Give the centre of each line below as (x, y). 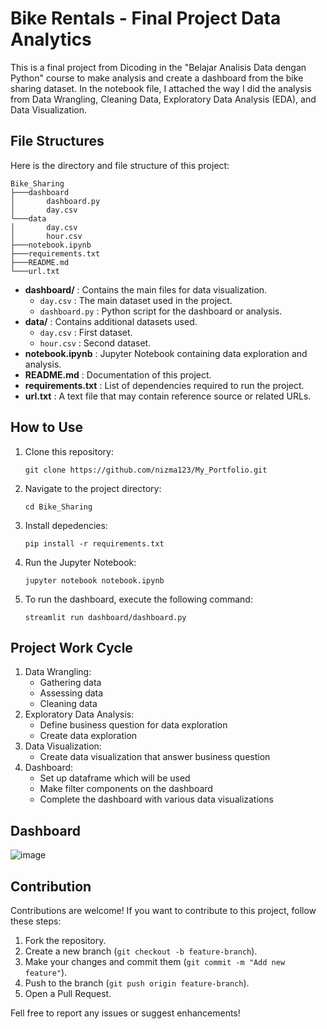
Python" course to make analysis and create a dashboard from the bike (157, 78)
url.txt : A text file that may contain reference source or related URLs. (168, 396)
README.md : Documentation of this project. (118, 374)
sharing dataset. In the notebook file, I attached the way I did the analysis (161, 88)
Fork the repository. (65, 940)
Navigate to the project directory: (93, 488)
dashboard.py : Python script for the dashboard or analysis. (161, 311)
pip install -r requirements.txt (94, 543)
